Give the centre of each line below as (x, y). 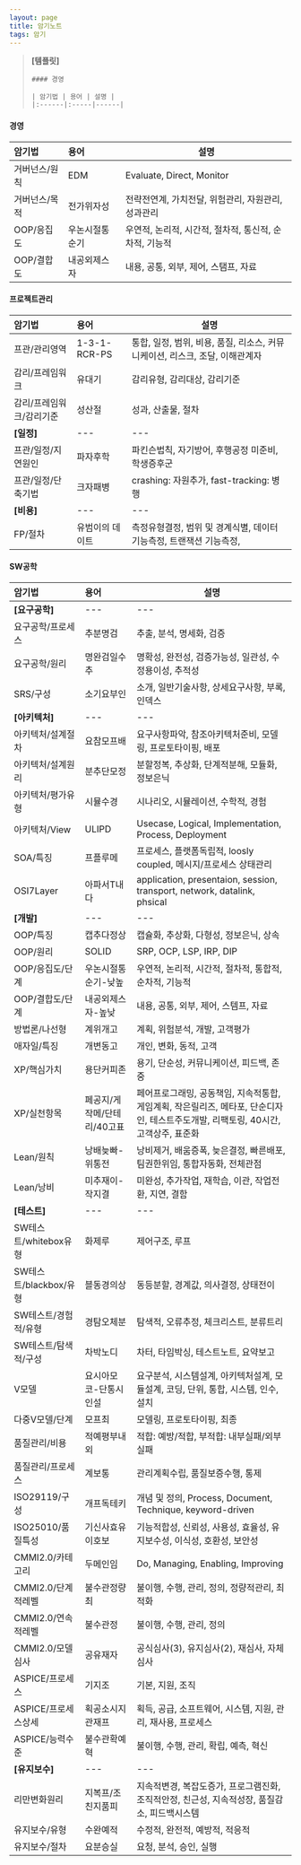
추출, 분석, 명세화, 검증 (181, 633)
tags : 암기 (28, 34)
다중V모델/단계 (43, 1419)
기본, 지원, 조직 (166, 1685)
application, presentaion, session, (207, 879)
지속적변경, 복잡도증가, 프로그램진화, (209, 1786)
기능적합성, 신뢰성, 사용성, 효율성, (203, 1527)
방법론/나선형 (40, 1029)
